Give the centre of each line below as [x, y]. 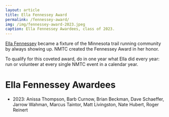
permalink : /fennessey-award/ [37, 19]
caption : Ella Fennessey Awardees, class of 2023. [60, 29]
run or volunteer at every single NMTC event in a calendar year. [72, 64]
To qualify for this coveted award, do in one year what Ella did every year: [82, 59]
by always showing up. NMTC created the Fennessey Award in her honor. [82, 49]
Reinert [20, 110]
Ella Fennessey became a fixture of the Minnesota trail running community [83, 43]
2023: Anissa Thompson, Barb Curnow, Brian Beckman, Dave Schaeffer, [88, 99]
